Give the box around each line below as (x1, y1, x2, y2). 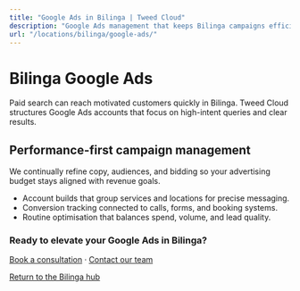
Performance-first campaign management (9, 142, 252, 157)
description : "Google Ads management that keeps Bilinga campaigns (9, 21, 266, 30)
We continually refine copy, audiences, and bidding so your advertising (9, 166, 271, 177)
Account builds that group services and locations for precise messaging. (21, 193, 290, 204)
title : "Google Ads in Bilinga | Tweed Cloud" (9, 12, 186, 22)
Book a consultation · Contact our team (9, 254, 154, 265)
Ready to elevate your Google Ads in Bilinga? (9, 234, 208, 246)
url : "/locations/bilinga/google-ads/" (9, 29, 158, 38)
